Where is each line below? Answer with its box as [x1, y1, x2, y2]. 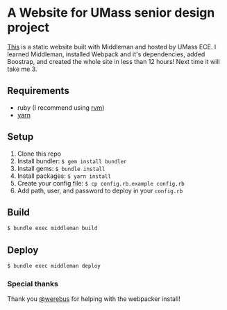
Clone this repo [17, 149, 61, 158]
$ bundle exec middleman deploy [7, 263, 101, 270]
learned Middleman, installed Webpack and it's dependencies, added [7, 50, 205, 58]
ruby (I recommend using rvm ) [17, 103, 105, 112]
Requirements [7, 85, 69, 97]
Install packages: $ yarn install [17, 172, 111, 180]
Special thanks [7, 279, 59, 288]
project [7, 19, 50, 35]
